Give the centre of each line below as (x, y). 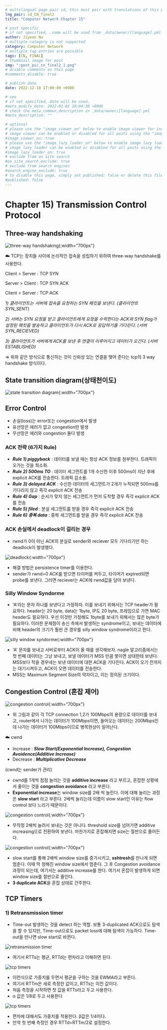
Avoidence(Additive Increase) (44, 754)
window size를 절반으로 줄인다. (43, 876)
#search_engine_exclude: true (37, 171)
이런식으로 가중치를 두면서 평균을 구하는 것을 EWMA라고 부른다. (74, 977)
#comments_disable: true (31, 74)
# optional (16, 124)
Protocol (23, 215)
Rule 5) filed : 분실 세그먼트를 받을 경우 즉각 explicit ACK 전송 (73, 509)
